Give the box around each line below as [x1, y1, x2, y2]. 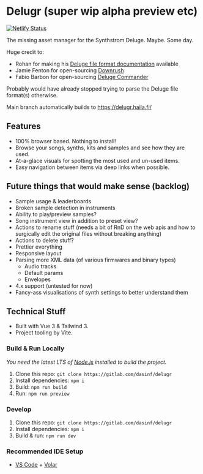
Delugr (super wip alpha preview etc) [6, 4, 198, 18]
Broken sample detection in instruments [15, 204, 116, 211]
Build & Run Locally [6, 344, 65, 353]
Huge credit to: [6, 48, 44, 56]
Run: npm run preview [15, 389, 70, 397]
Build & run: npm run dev [15, 432, 76, 439]
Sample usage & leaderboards [15, 197, 92, 205]
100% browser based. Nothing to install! [15, 137, 116, 145]
